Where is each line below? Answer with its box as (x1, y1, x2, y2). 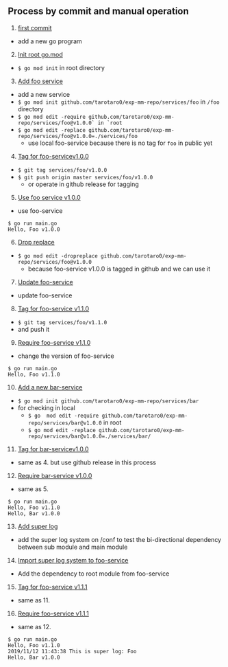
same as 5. (17, 484, 49, 493)
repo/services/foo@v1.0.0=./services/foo (17, 133, 138, 139)
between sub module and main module (17, 543, 128, 551)
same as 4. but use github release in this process (17, 458, 157, 466)
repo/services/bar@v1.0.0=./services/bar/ (27, 433, 151, 440)
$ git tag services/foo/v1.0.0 (17, 166, 107, 174)
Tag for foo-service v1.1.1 (17, 583, 88, 591)
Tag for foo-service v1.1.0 (17, 304, 90, 313)
